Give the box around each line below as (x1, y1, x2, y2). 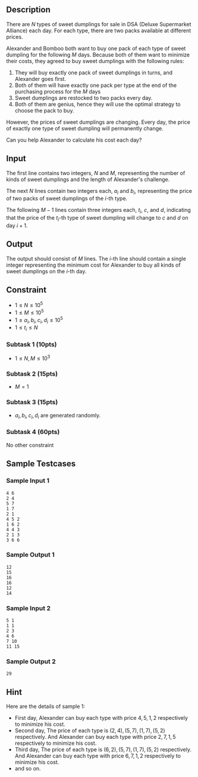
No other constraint (6, 441, 54, 448)
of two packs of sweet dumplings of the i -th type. (6, 195, 128, 202)
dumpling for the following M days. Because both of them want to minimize (6, 51, 190, 58)
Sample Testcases (6, 458, 76, 469)
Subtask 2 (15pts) (6, 370, 58, 378)
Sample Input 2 (6, 604, 51, 612)
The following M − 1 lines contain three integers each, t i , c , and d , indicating (6, 207, 191, 215)
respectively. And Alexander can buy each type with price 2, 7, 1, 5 (14, 734, 177, 741)
